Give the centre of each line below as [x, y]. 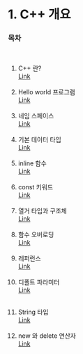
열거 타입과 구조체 [42, 211]
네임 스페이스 [36, 116]
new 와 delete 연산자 [47, 336]
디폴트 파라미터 [39, 282]
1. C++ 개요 [40, 14]
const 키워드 [36, 187]
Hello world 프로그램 [46, 92]
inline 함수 [32, 163]
